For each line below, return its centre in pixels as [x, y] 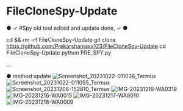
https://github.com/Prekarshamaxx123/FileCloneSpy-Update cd [86, 46]
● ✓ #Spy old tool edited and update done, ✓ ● [67, 28]
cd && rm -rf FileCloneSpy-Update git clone [61, 39]
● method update [29, 76]
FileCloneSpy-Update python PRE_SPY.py [59, 52]
